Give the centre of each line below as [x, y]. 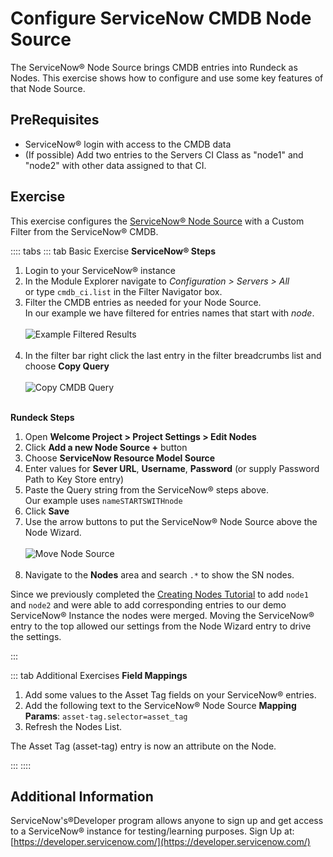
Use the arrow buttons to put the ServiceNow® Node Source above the [171, 521]
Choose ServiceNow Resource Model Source [120, 458]
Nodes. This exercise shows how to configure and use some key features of [167, 78]
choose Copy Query [67, 366]
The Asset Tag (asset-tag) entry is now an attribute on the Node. [143, 746]
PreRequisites [55, 120]
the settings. [36, 636]
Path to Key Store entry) [74, 479]
